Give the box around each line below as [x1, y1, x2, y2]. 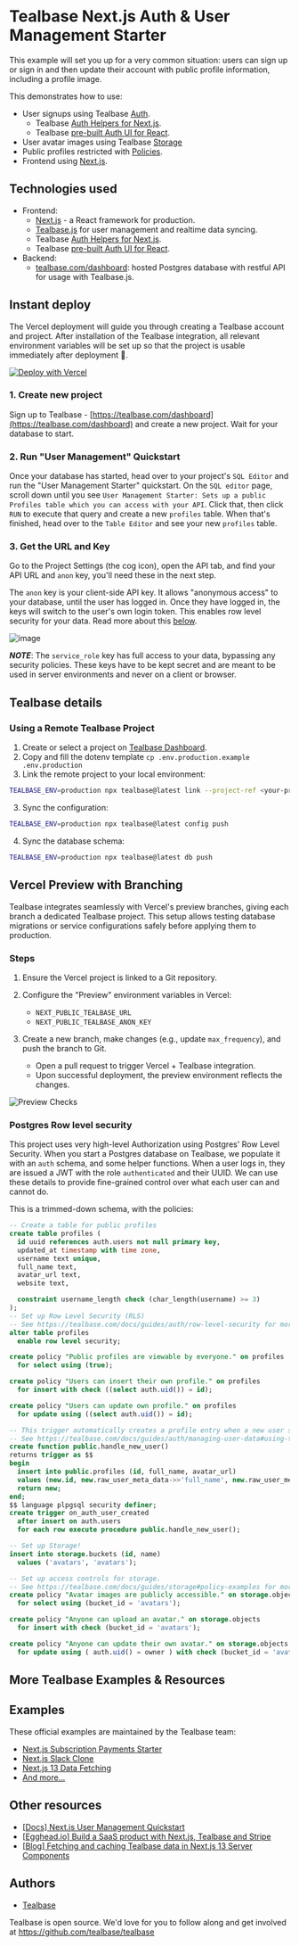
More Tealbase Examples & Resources [9, 1672, 225, 1687]
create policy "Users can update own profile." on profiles [9, 1401, 238, 1410]
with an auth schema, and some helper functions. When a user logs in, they [9, 1158, 286, 1169]
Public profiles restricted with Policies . [21, 145, 163, 157]
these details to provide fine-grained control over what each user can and [9, 1177, 280, 1188]
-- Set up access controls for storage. [9, 1574, 162, 1583]
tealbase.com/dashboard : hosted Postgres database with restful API [35, 261, 287, 273]
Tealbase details [9, 695, 102, 710]
